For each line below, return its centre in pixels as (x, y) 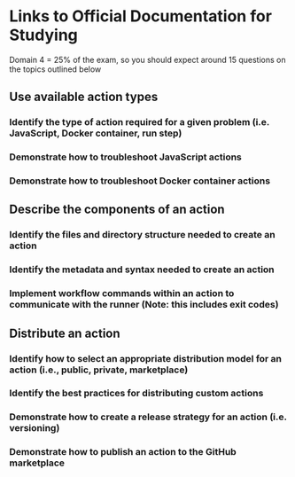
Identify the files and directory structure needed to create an (143, 235)
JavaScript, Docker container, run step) (96, 133)
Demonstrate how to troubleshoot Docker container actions (140, 181)
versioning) (35, 428)
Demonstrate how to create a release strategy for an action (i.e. (148, 417)
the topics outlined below (55, 69)
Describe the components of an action (117, 210)
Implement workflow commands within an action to (122, 293)
